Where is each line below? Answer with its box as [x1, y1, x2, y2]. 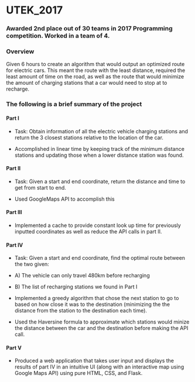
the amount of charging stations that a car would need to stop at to [6, 80, 167, 87]
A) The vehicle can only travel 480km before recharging [14, 272, 150, 279]
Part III [6, 209, 22, 216]
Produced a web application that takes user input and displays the [14, 357, 175, 364]
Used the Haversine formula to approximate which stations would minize [14, 318, 190, 325]
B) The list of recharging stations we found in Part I [14, 283, 138, 290]
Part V [6, 344, 22, 351]
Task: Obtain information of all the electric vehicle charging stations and [14, 128, 189, 135]
